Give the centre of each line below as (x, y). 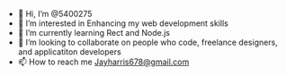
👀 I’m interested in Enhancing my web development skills (123, 23)
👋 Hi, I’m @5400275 (55, 14)
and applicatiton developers (69, 52)
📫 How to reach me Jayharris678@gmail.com (103, 62)
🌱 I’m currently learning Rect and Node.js (94, 33)
